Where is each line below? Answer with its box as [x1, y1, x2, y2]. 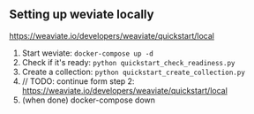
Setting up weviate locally [9, 7, 154, 22]
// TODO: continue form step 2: [21, 75, 135, 87]
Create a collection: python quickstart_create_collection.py [21, 66, 245, 77]
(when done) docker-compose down [21, 95, 156, 105]
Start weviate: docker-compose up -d [21, 48, 154, 58]
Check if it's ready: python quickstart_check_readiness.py [21, 57, 235, 67]
